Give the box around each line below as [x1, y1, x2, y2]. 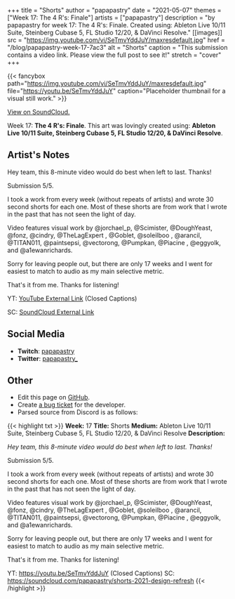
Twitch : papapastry [17, 347, 75, 355]
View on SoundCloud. [7, 108, 70, 116]
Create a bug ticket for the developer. [17, 400, 126, 409]
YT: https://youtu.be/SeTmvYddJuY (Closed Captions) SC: [7, 569, 175, 578]
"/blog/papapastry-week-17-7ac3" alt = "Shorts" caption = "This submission [7, 44, 228, 51]
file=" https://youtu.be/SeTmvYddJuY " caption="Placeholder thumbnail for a [7, 87, 226, 95]
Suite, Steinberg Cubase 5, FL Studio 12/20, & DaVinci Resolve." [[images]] [7, 28, 222, 37]
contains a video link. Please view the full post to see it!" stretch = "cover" [7, 51, 222, 59]
